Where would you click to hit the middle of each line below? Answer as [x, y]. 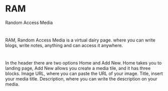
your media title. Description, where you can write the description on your [81, 79]
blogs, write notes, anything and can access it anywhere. [64, 45]
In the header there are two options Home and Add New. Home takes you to [83, 63]
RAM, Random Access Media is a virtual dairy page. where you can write [80, 40]
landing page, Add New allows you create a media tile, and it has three [78, 68]
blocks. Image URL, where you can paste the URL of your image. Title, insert [84, 73]
